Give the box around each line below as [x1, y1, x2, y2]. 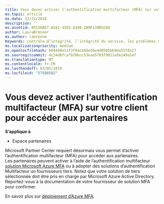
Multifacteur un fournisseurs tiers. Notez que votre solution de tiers [5, 168, 141, 174]
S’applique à [5, 128, 31, 134]
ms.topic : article [5, 12, 42, 17]
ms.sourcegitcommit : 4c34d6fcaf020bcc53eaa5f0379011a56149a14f [5, 52, 137, 58]
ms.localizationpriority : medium [5, 43, 73, 48]
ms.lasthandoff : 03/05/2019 [5, 66, 62, 71]
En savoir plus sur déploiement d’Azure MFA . [5, 193, 95, 199]
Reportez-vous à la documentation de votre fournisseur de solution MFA [5, 179, 150, 184]
